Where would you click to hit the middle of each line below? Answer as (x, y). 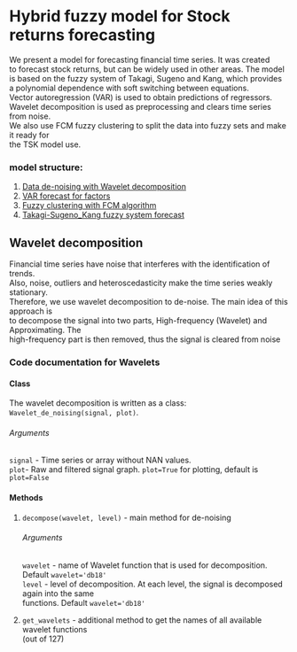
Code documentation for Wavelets (85, 362)
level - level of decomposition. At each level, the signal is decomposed (152, 584)
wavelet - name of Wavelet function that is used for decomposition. (145, 565)
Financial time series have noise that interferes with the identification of (140, 264)
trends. (22, 274)
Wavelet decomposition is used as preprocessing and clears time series (141, 106)
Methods (26, 497)
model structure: (46, 167)
